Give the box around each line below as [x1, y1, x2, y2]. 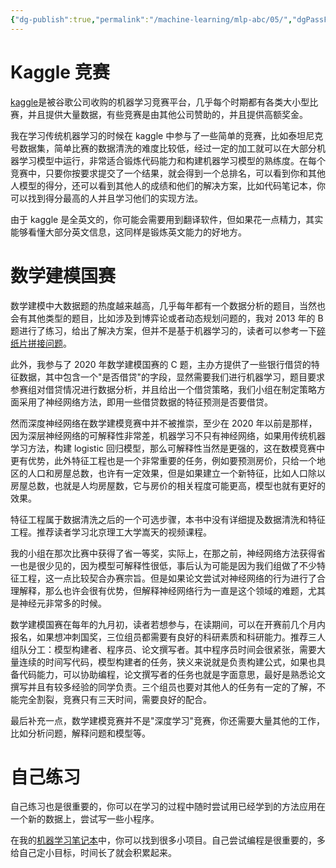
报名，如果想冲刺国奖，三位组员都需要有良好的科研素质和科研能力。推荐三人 [10, 631, 326, 643]
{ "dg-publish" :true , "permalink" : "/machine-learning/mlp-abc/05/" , [10, 14, 293, 25]
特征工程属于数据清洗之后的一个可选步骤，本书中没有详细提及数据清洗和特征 [10, 513, 326, 525]
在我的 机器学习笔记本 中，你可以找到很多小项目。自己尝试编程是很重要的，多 [10, 834, 326, 846]
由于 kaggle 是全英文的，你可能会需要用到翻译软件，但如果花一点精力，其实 [10, 213, 324, 225]
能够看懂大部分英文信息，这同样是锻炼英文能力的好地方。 [10, 226, 247, 238]
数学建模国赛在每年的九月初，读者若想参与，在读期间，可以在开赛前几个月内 [10, 618, 326, 630]
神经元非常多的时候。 [18, 597, 107, 609]
